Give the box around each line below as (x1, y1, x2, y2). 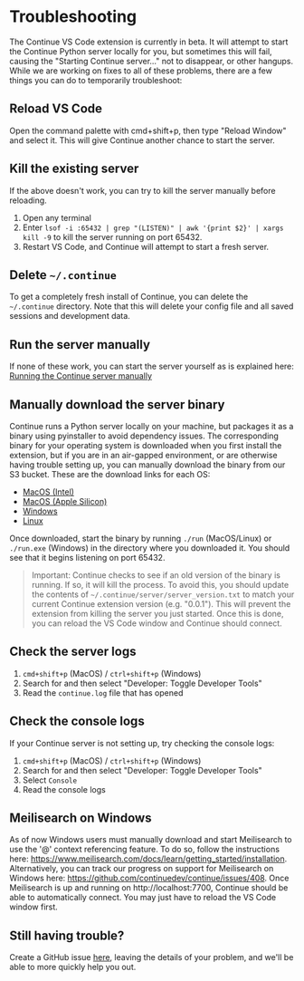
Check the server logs (9, 644, 137, 659)
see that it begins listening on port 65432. (9, 553, 166, 563)
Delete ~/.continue (9, 267, 118, 283)
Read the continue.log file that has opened (22, 687, 184, 698)
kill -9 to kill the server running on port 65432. (22, 231, 203, 242)
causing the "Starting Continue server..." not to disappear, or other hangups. (9, 55, 294, 66)
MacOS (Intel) (22, 486, 75, 497)
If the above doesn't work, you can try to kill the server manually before (9, 185, 276, 196)
